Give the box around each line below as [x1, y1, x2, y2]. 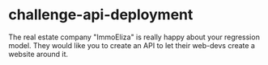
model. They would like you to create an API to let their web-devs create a [8, 40, 255, 50]
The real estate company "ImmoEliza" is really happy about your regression [8, 32, 261, 42]
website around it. [8, 49, 69, 59]
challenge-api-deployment [8, 6, 194, 24]
